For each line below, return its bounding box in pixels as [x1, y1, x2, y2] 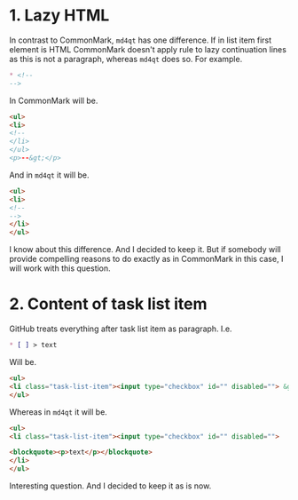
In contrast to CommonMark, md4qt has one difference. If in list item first [9, 35, 272, 45]
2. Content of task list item [9, 294, 208, 314]
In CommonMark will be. [9, 95, 98, 106]
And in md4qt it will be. [9, 170, 90, 180]
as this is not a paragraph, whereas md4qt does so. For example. [9, 53, 243, 64]
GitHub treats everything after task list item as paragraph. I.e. [9, 323, 232, 334]
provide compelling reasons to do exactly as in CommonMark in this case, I [9, 254, 284, 265]
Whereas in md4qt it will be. [9, 406, 108, 417]
